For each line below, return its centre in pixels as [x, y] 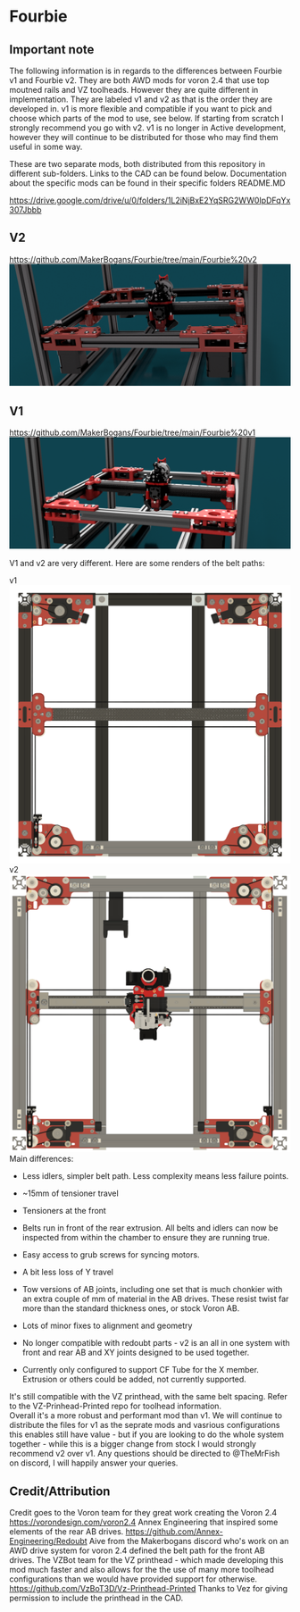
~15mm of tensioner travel [70, 1193]
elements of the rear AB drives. [67, 1531]
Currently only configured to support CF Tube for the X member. [140, 1370]
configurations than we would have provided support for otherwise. [133, 1579]
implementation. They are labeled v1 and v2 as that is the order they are [141, 99]
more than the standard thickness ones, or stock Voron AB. [131, 1308]
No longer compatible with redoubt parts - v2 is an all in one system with [156, 1343]
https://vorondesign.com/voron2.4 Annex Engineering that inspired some [144, 1522]
